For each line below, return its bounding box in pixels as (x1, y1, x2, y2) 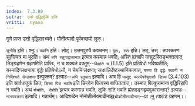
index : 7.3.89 (6, 8, 43, 15)
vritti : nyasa (6, 19, 43, 25)
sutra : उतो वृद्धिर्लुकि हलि (6, 14, 58, 20)
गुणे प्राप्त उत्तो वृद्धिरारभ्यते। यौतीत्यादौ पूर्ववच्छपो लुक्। (6, 36, 105, 43)
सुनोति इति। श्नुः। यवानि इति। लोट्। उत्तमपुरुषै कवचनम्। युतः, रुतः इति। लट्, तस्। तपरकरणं (6, 47, 180, 54)
